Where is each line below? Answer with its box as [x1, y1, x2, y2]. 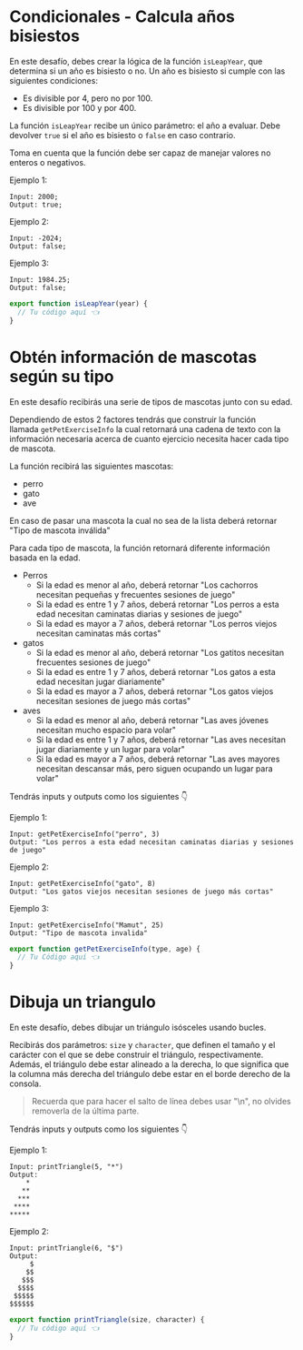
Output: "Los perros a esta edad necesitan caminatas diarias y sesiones [9, 837, 295, 847]
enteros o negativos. [9, 156, 86, 167]
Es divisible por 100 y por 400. [22, 102, 137, 113]
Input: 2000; [9, 192, 59, 201]
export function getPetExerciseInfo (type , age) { [9, 944, 201, 953]
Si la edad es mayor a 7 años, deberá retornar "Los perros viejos [35, 618, 278, 629]
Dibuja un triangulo [9, 992, 156, 1012]
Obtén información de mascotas [9, 347, 257, 368]
